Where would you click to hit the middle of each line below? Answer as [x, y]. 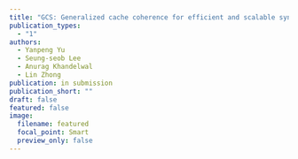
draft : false [33, 99]
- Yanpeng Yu [41, 50]
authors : [25, 42]
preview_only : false [55, 140]
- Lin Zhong [39, 75]
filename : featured [53, 125]
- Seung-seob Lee [49, 58]
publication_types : [45, 26]
